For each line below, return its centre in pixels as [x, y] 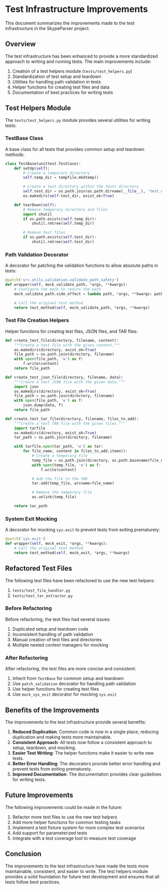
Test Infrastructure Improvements [77, 9]
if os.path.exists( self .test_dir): [60, 237]
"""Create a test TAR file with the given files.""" [70, 423]
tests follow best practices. [33, 882]
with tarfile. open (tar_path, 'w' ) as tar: [59, 446]
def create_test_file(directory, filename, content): [62, 340]
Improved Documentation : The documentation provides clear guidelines [87, 774]
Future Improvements [39, 795]
